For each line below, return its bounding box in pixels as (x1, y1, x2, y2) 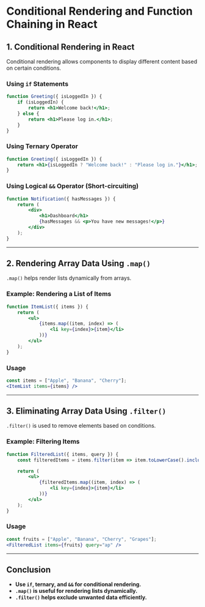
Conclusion (6, 564, 51, 575)
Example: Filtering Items (6, 438, 80, 446)
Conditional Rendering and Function (6, 4, 193, 18)
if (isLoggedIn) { (17, 99, 64, 105)
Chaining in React (6, 17, 98, 31)
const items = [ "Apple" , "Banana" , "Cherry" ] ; (6, 378, 127, 384)
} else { (17, 110, 40, 117)
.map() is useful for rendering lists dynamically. (15, 587, 138, 595)
